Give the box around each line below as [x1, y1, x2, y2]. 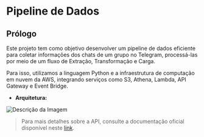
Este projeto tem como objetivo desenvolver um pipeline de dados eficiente [6, 44, 196, 52]
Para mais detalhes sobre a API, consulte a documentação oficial [21, 118, 185, 125]
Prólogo [6, 29, 37, 39]
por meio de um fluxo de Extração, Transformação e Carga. [6, 58, 155, 65]
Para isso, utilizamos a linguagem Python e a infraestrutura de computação [6, 69, 195, 77]
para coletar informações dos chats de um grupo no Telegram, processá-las [6, 51, 198, 58]
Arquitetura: [15, 94, 47, 101]
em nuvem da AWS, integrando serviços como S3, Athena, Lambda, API [6, 76, 187, 83]
